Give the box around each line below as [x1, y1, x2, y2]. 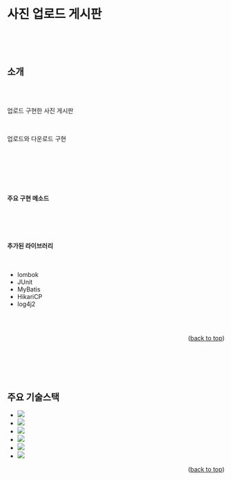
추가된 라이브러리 [7, 241, 54, 249]
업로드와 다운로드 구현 [7, 134, 67, 142]
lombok [17, 271, 39, 279]
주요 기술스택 [7, 391, 60, 403]
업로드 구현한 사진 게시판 [7, 106, 74, 115]
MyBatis [17, 285, 41, 294]
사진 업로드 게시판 [7, 6, 102, 22]
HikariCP [17, 293, 43, 301]
